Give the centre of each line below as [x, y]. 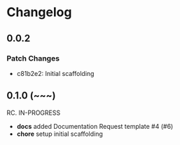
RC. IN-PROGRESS [34, 113]
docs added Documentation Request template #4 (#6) [95, 126]
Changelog [39, 12]
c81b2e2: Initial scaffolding [55, 73]
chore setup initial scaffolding [60, 134]
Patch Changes [33, 58]
